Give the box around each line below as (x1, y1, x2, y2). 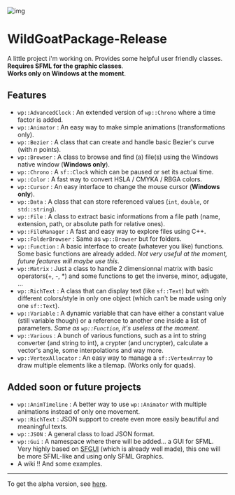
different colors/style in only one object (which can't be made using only (17, 294, 227, 302)
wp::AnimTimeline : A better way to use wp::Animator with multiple (17, 400, 208, 408)
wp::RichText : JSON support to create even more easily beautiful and (17, 414, 219, 423)
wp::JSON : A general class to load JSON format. (17, 429, 155, 438)
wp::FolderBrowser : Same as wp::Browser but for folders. (17, 235, 182, 243)
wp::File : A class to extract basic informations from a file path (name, (17, 212, 220, 221)
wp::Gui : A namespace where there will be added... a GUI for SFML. (17, 437, 214, 445)
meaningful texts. (17, 422, 68, 431)
